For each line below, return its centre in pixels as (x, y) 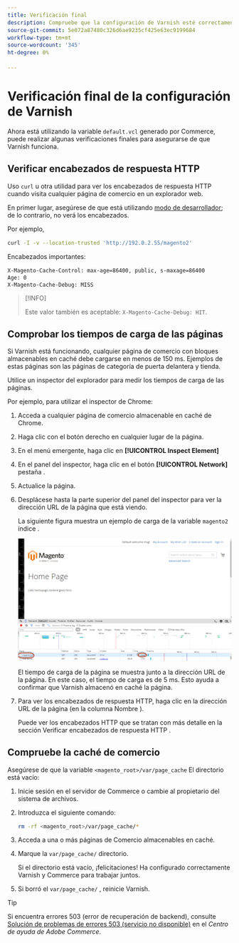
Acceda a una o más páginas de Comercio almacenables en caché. (116, 840)
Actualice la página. (47, 486)
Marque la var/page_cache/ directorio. (73, 854)
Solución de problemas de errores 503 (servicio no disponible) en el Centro (118, 924)
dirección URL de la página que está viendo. (83, 507)
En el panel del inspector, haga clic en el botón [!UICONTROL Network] (123, 464)
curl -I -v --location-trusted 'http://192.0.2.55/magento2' (100, 243)
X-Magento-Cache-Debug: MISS (51, 285)
